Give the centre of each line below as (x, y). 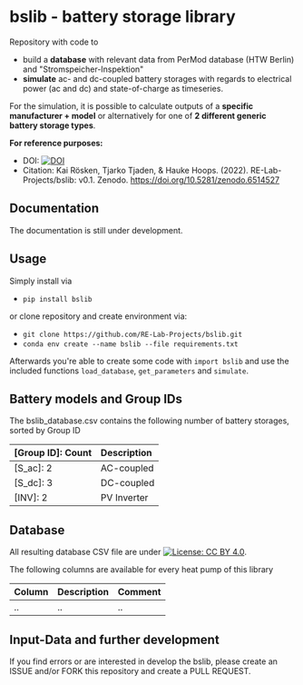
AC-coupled (127, 468)
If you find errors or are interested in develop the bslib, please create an (144, 661)
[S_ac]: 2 (33, 468)
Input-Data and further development (114, 639)
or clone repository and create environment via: (98, 316)
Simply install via (41, 281)
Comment (139, 592)
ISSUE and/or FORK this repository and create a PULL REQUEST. (130, 671)
